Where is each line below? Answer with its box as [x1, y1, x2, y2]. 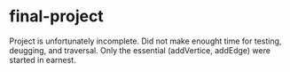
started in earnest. [9, 54, 77, 65]
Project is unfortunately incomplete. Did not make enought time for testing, [9, 36, 282, 46]
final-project [9, 6, 104, 27]
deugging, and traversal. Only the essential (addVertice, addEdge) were [9, 44, 270, 55]
